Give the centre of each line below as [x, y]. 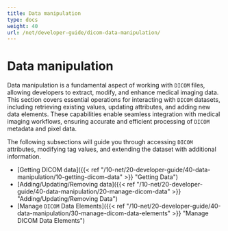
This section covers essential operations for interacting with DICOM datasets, [114, 100]
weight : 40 [23, 26]
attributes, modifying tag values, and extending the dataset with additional [112, 149]
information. [24, 157]
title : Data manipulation [44, 13]
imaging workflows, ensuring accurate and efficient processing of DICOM [109, 122]
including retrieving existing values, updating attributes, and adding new [109, 107]
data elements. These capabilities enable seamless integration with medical [114, 114]
